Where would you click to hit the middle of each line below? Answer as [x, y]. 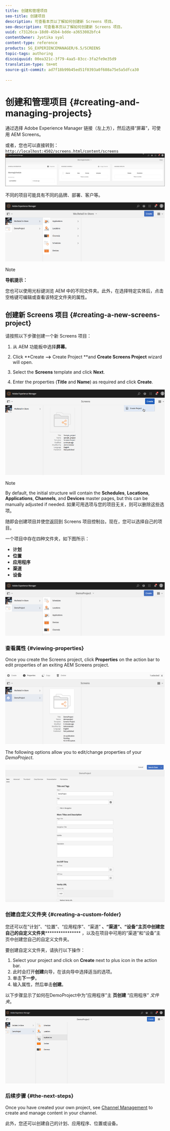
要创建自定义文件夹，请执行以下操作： [45, 950]
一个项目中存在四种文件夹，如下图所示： [47, 539]
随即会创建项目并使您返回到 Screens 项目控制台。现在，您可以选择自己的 [81, 521]
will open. [23, 362]
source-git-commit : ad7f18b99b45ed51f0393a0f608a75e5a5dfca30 [72, 70]
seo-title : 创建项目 [25, 16]
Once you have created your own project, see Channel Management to [79, 1107]
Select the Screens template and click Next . [59, 372]
